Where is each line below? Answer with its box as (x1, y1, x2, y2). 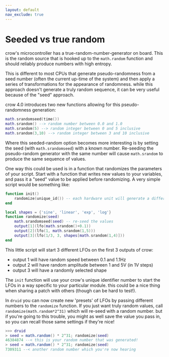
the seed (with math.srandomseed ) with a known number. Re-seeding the (5, 145, 154, 151)
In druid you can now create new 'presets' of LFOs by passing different (5, 297, 153, 303)
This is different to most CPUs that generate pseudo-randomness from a (5, 71, 155, 77)
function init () (5, 191, 39, 196)
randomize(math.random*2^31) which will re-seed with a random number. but (5, 308, 162, 314)
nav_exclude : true (5, 12, 44, 17)
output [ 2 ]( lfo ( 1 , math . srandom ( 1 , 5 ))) (14, 228, 96, 233)
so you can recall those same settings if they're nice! (5, 318, 115, 324)
